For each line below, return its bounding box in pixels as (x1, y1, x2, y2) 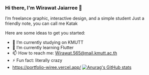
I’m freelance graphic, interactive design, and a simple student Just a (5, 16, 145, 21)
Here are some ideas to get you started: (5, 30, 86, 36)
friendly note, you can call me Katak (5, 20, 78, 26)
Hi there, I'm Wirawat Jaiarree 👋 (5, 4, 82, 11)
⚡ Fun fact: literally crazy (12, 57, 63, 63)
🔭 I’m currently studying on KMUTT (12, 39, 84, 45)
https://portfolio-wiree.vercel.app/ (12, 64, 81, 70)
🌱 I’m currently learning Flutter (12, 45, 74, 51)
